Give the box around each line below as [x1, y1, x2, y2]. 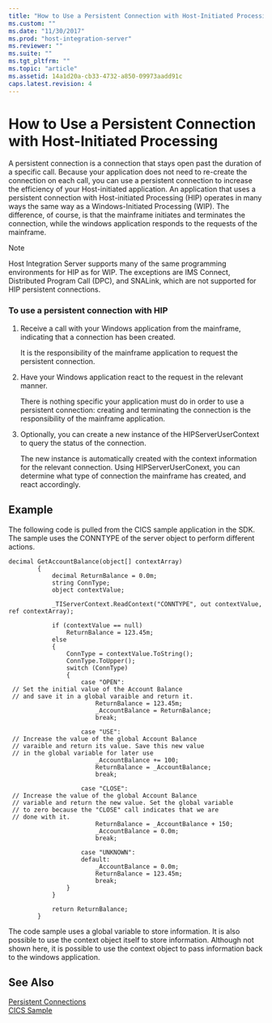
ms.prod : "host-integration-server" [8, 34, 132, 43]
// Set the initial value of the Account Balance [11, 685, 183, 693]
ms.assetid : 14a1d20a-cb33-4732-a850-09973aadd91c [8, 72, 183, 80]
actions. [8, 541, 35, 551]
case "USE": [80, 727, 121, 736]
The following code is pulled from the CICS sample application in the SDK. [8, 524, 256, 534]
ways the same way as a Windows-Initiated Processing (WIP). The [8, 202, 230, 212]
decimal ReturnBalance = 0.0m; [51, 571, 158, 580]
